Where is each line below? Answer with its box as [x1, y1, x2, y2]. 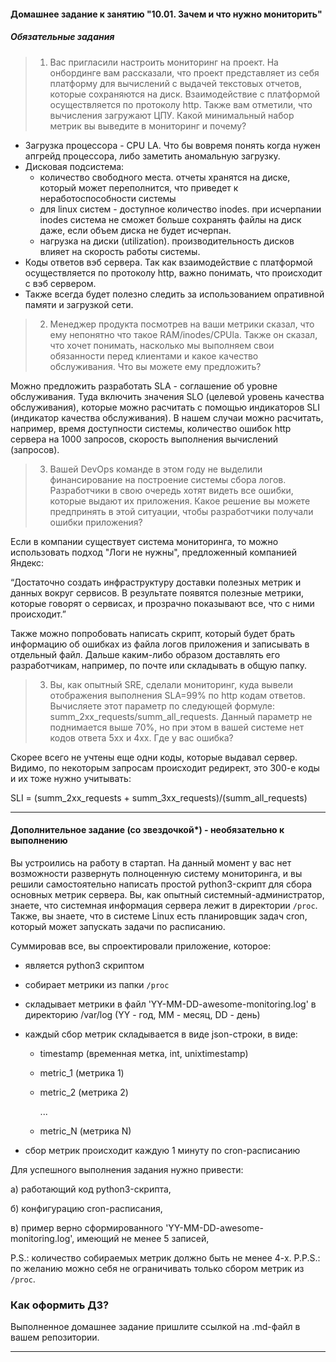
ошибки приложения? [49, 516, 143, 528]
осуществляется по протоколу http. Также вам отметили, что [49, 98, 313, 110]
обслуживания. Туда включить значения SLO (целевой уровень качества [10, 390, 325, 402]
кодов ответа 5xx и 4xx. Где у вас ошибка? [49, 731, 234, 744]
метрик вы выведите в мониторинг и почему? [49, 120, 247, 132]
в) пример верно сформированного [10, 1221, 164, 1234]
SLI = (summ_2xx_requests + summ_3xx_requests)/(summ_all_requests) [10, 791, 308, 804]
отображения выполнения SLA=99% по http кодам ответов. [49, 689, 306, 701]
